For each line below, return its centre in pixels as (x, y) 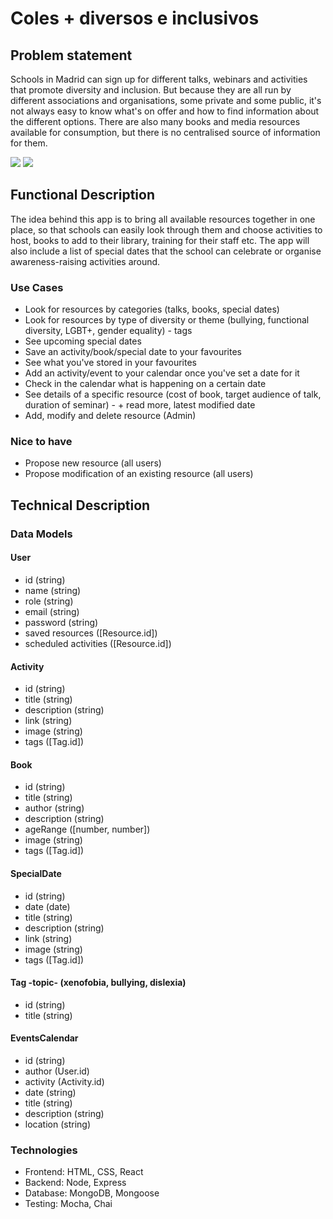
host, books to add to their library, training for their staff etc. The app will (160, 240)
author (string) (54, 808)
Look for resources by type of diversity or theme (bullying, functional (167, 320)
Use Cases (37, 287)
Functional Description (83, 195)
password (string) (61, 622)
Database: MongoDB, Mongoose (92, 1193)
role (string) (49, 601)
